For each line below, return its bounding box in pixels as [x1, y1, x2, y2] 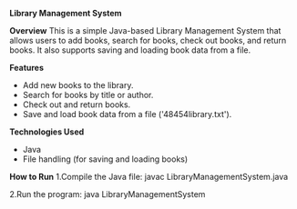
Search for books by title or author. [22, 90, 154, 100]
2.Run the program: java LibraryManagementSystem [9, 189, 206, 199]
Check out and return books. [22, 99, 131, 110]
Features [9, 63, 44, 73]
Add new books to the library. [22, 80, 134, 90]
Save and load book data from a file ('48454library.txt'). [22, 109, 232, 119]
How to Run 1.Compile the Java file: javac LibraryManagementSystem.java [9, 172, 289, 182]
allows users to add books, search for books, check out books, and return [9, 35, 287, 45]
